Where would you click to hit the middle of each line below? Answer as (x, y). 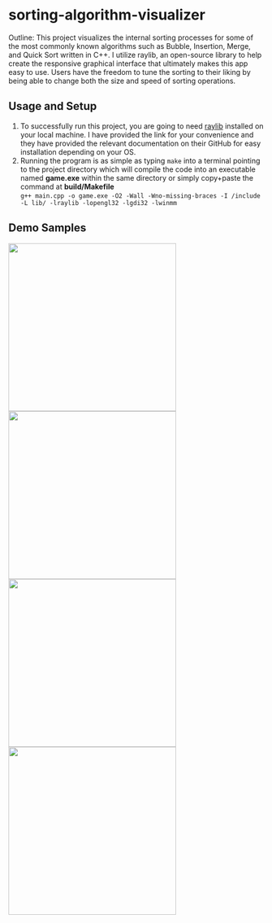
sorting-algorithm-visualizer (107, 15)
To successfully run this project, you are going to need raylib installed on (142, 126)
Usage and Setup (53, 106)
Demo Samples (47, 228)
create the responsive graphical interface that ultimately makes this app (128, 63)
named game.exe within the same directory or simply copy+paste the (137, 177)
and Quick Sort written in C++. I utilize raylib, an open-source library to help (135, 55)
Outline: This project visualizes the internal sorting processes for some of (131, 37)
